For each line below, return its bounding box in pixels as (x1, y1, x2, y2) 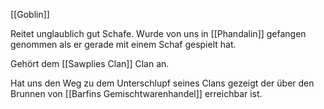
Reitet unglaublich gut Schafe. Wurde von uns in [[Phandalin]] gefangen (10, 28, 307, 39)
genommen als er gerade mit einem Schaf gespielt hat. (10, 39, 237, 50)
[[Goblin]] (10, 9, 50, 20)
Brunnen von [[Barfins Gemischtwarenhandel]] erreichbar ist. (10, 88, 263, 99)
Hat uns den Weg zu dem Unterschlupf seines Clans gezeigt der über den (10, 77, 315, 89)
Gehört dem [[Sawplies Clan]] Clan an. (10, 58, 170, 69)
